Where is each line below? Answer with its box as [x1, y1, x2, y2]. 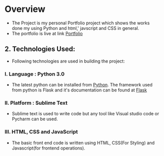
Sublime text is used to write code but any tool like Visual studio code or [11, 111, 160, 117]
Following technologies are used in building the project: [11, 58, 125, 64]
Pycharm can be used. [11, 116, 58, 122]
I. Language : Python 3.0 [4, 71, 65, 78]
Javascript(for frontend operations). [11, 145, 85, 151]
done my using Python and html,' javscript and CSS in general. [11, 25, 139, 31]
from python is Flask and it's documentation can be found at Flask [11, 87, 147, 93]
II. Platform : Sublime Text [4, 99, 68, 106]
